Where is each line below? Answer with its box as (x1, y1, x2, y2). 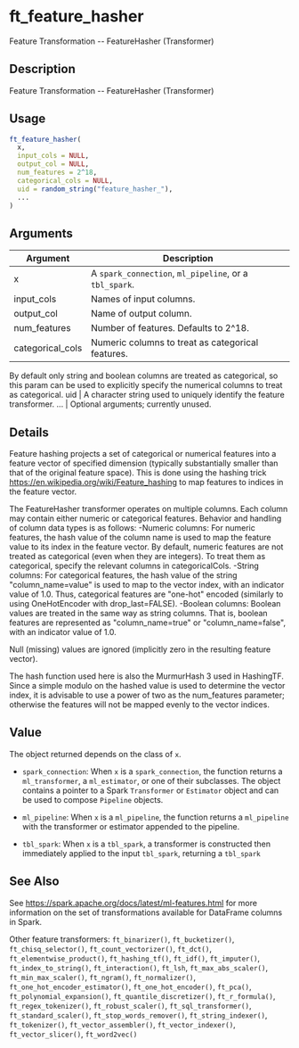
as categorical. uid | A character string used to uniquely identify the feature (9, 390, 285, 400)
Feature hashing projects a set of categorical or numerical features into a (9, 449, 277, 459)
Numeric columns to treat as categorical (90, 336, 259, 349)
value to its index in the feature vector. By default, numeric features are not (9, 541, 284, 552)
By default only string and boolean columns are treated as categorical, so (9, 370, 279, 381)
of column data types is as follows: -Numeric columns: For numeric (9, 523, 255, 533)
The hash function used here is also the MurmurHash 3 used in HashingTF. (9, 671, 285, 681)
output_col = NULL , (17, 160, 90, 169)
